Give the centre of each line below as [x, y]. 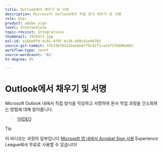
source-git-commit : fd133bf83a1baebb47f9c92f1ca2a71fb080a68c [69, 46]
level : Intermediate [26, 28]
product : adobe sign [26, 23]
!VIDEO [24, 119]
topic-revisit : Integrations [35, 32]
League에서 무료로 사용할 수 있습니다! [41, 145]
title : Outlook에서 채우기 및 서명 [37, 9]
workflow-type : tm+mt [27, 50]
